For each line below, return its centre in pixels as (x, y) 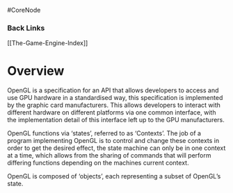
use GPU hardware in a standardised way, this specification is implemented (115, 98)
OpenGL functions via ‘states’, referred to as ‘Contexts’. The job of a (104, 133)
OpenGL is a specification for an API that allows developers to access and (113, 90)
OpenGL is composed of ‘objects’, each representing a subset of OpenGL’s (114, 176)
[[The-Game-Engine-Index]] (48, 43)
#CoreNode (24, 10)
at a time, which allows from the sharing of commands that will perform (109, 156)
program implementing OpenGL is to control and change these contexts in (113, 141)
